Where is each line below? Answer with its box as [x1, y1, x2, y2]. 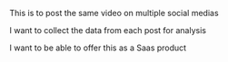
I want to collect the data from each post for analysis [9, 25, 207, 35]
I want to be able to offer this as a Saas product [9, 42, 187, 53]
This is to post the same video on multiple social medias [9, 8, 220, 18]
